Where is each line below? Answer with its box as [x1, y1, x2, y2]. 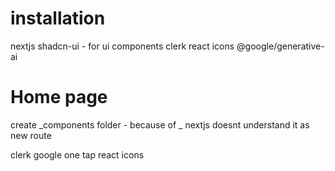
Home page [10, 86, 108, 109]
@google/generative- [236, 40, 325, 52]
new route [10, 129, 52, 141]
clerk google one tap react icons [10, 148, 145, 161]
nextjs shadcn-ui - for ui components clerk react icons [10, 40, 235, 52]
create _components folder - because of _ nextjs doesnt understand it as [10, 118, 310, 131]
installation [10, 7, 106, 30]
